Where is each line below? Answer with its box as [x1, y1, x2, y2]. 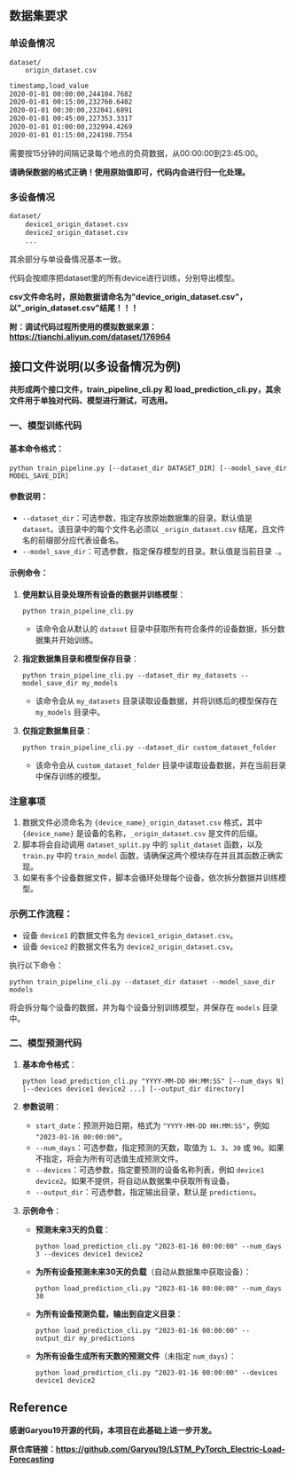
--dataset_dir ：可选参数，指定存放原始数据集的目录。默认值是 [21, 513, 253, 523]
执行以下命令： [9, 960, 64, 970]
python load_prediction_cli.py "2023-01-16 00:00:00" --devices [35, 1368, 278, 1377]
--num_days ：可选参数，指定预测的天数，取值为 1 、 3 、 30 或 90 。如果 [35, 1142, 284, 1153]
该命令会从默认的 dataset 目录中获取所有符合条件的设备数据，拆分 [35, 623, 277, 634]
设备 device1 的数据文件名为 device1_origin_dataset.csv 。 [21, 929, 238, 940]
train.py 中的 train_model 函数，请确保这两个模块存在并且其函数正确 [21, 850, 276, 861]
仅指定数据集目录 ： [21, 725, 93, 736]
